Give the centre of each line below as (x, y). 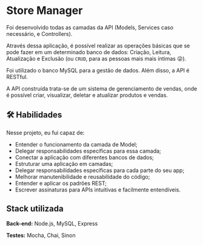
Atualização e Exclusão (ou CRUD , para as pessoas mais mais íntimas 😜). (96, 58)
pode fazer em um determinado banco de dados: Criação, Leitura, (89, 52)
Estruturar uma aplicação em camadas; (64, 164)
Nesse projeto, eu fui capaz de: (45, 133)
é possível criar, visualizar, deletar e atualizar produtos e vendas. (87, 95)
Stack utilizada (35, 209)
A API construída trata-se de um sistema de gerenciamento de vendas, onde (102, 88)
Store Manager (45, 11)
